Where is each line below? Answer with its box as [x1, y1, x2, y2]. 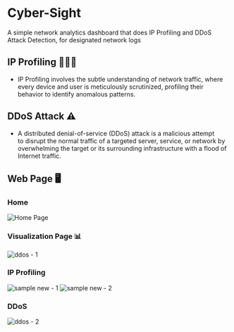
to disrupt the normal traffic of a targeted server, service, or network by [17, 136, 226, 145]
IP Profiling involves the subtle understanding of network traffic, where [17, 75, 223, 83]
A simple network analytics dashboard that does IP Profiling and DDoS [7, 28, 212, 37]
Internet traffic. [17, 152, 61, 160]
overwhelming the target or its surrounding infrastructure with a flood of [17, 144, 227, 152]
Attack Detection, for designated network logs [7, 35, 141, 44]
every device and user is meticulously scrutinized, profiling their [17, 82, 204, 91]
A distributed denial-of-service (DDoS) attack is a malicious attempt [17, 129, 215, 137]
